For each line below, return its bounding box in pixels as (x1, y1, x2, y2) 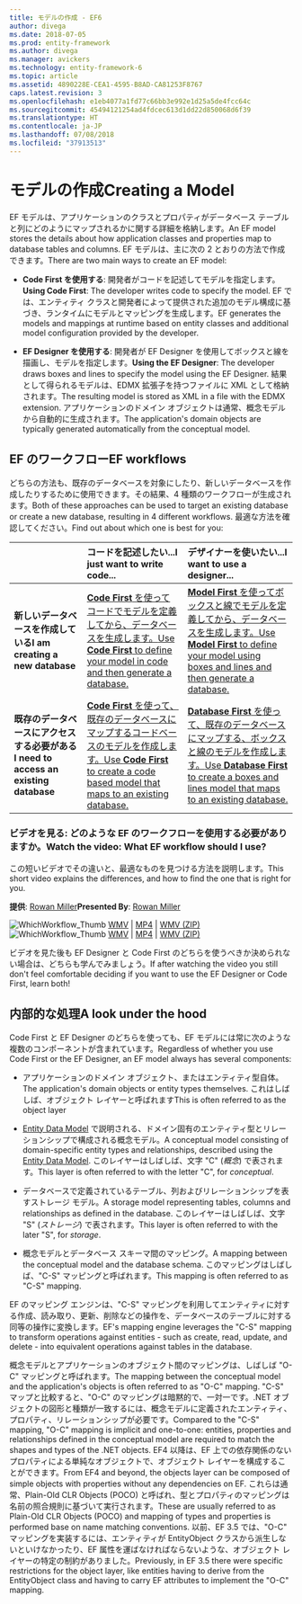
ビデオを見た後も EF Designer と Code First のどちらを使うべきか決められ (9, 947, 283, 958)
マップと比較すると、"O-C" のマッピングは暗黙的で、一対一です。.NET (9, 1391, 271, 1403)
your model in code (86, 655, 169, 667)
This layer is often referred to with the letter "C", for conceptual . (37, 1166, 274, 1177)
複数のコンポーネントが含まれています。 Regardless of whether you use (9, 1043, 274, 1054)
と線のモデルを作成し (187, 745, 279, 758)
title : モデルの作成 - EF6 (9, 13, 102, 22)
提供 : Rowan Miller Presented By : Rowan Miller (9, 901, 182, 912)
